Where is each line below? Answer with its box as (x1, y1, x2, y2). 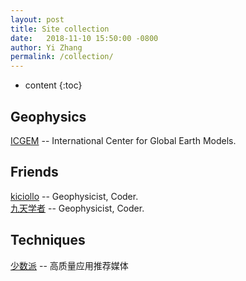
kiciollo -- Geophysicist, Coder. (10, 190, 139, 202)
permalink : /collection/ (10, 52, 114, 62)
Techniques (10, 232, 86, 249)
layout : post (10, 14, 65, 25)
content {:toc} (24, 79, 83, 91)
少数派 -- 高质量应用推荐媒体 (10, 259, 129, 271)
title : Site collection (10, 24, 110, 34)
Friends (10, 164, 59, 181)
